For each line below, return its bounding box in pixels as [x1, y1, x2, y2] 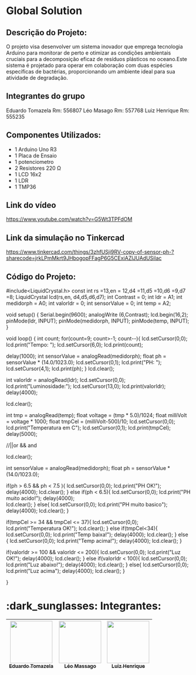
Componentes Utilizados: [6, 130, 102, 140]
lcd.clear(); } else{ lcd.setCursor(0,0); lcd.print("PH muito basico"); [6, 501, 168, 508]
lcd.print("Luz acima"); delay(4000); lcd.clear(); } [6, 567, 125, 575]
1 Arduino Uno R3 [14, 146, 57, 153]
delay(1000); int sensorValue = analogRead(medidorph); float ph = [6, 352, 167, 360]
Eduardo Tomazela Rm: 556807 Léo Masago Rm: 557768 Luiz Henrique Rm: [6, 107, 190, 114]
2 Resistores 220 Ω [14, 164, 62, 172]
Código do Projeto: [6, 271, 76, 281]
